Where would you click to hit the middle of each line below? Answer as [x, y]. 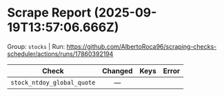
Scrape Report [49, 13]
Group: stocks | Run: [36, 46]
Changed [118, 70]
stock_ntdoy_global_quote [53, 82]
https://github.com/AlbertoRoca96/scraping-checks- [142, 46]
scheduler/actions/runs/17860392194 [60, 54]
